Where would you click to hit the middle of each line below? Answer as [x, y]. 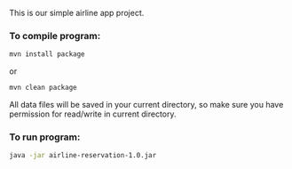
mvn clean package [43, 88]
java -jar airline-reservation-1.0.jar [83, 156]
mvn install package [47, 54]
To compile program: [55, 36]
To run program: [45, 137]
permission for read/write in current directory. [93, 114]
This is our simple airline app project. [77, 13]
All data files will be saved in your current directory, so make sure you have [146, 105]
